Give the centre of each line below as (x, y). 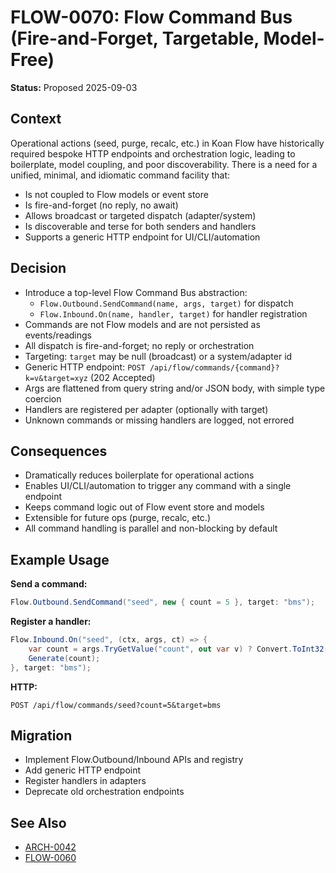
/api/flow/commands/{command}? (214, 367)
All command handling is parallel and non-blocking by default (151, 528)
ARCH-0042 (50, 847)
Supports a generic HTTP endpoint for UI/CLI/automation (142, 237)
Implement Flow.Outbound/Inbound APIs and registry (134, 760)
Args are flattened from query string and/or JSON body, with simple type (175, 388)
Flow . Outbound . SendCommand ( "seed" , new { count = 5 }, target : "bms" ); (163, 602)
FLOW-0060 (50, 858)
